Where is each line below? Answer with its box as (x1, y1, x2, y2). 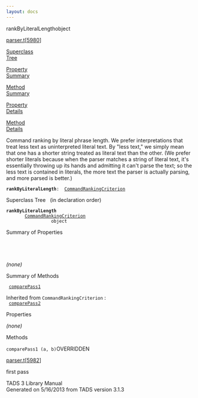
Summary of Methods (6, 272, 59, 279)
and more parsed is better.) (6, 174, 73, 181)
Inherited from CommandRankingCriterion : (6, 294, 106, 301)
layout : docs (6, 8, 38, 15)
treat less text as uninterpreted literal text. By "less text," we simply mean (6, 143, 184, 150)
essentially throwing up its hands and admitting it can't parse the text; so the (6, 162, 192, 169)
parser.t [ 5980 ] (6, 36, 42, 43)
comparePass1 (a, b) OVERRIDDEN (6, 345, 90, 352)
